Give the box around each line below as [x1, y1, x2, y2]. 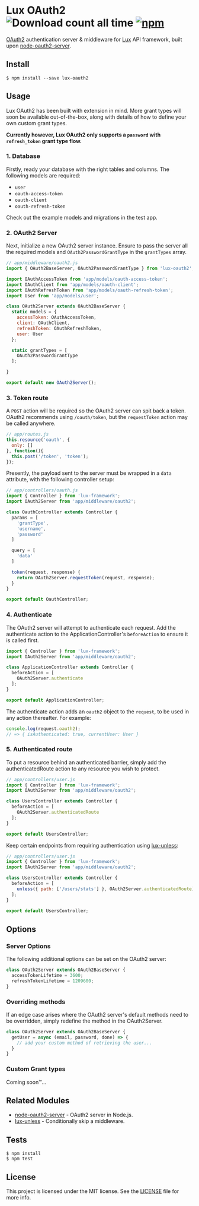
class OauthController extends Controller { [6, 509, 118, 515]
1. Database [6, 152, 40, 160]
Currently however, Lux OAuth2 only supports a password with [6, 131, 161, 138]
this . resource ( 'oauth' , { [6, 437, 70, 443]
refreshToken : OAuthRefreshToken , [17, 325, 102, 331]
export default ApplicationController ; [6, 697, 105, 703]
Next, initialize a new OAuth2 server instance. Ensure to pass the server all [6, 242, 188, 249]
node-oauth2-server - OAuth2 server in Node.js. [14, 1111, 133, 1119]
